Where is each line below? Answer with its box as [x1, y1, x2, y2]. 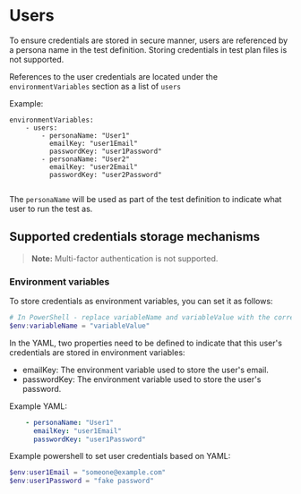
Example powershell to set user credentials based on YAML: [9, 451, 231, 462]
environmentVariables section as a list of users [9, 81, 182, 91]
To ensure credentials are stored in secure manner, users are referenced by [9, 35, 288, 46]
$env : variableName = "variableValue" [9, 321, 150, 330]
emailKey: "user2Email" [48, 162, 139, 171]
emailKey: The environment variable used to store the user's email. [21, 364, 269, 375]
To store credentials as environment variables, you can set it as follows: [9, 296, 273, 307]
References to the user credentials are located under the [9, 71, 218, 81]
